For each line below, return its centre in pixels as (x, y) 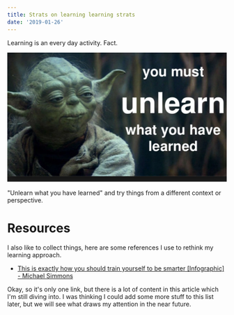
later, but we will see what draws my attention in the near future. (99, 304)
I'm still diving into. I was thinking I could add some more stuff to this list (110, 297)
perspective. (25, 200)
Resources (39, 228)
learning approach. (34, 255)
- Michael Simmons (45, 276)
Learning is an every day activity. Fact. (63, 42)
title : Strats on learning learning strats (71, 15)
